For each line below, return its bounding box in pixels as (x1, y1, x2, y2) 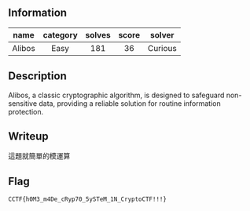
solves (85, 29, 112, 40)
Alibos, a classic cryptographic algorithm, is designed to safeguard (8, 90, 225, 100)
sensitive (8, 98, 38, 108)
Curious (147, 42, 177, 53)
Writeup (8, 129, 49, 144)
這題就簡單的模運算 (8, 151, 71, 161)
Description (8, 70, 67, 83)
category (42, 29, 79, 40)
